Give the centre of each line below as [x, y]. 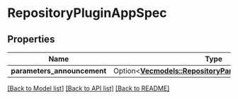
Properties [31, 39]
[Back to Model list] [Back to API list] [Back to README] [89, 88]
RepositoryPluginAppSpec [87, 13]
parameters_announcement [59, 71]
